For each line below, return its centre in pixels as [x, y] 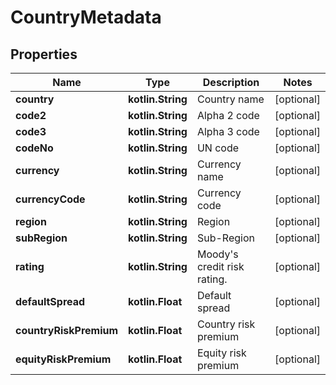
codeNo [34, 148]
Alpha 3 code [228, 131]
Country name [230, 99]
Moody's [217, 254]
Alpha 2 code [228, 115]
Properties [44, 54]
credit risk [220, 266]
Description [231, 82]
